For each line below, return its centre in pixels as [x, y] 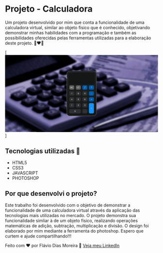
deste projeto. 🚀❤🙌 [24, 43]
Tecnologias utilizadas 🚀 [43, 151]
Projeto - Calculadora [49, 9]
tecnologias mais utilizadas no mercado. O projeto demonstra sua [71, 216]
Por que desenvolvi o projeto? [51, 194]
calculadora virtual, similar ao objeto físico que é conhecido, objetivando [78, 27]
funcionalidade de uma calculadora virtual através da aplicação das [73, 210]
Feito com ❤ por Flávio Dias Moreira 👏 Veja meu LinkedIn [62, 246]
